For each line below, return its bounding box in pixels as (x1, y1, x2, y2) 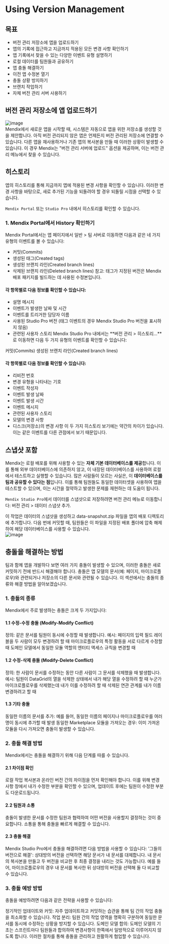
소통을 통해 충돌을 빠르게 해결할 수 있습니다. (24, 820, 110, 827)
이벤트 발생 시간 (12, 398, 44, 404)
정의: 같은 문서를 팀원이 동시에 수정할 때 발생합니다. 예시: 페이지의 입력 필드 (5, 632, 153, 638)
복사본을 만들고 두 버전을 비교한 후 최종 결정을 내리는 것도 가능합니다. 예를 (10, 858, 156, 864)
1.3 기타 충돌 (5, 701, 30, 707)
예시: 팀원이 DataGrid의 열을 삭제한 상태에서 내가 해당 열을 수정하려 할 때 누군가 (5, 676, 162, 682)
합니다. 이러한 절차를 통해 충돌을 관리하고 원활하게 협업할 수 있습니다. (14, 933, 150, 939)
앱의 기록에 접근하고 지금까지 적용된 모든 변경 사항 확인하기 (12, 46, 129, 52)
